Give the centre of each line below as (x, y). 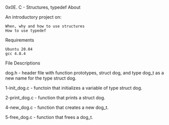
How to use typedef (26, 31)
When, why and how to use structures (45, 26)
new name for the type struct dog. (41, 78)
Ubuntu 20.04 (19, 49)
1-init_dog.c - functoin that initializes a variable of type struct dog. (74, 88)
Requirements (20, 40)
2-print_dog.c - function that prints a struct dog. (55, 98)
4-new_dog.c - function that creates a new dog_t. (57, 107)
